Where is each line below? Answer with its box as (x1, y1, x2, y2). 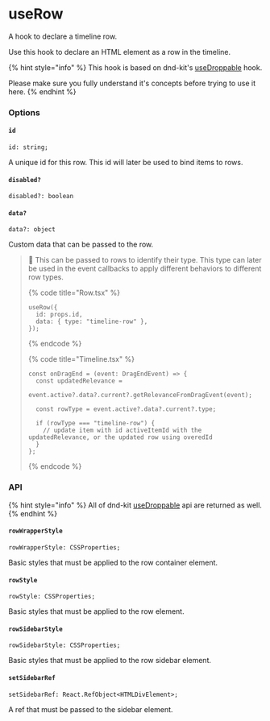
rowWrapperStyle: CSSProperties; (8, 543, 121, 552)
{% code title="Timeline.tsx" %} (27, 354, 135, 364)
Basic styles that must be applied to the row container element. (8, 557, 218, 567)
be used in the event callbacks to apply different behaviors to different (27, 263, 262, 274)
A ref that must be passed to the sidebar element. (8, 704, 173, 714)
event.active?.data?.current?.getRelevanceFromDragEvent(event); (27, 392, 252, 400)
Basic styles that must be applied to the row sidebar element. (8, 656, 212, 665)
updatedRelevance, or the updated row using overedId (27, 433, 213, 441)
